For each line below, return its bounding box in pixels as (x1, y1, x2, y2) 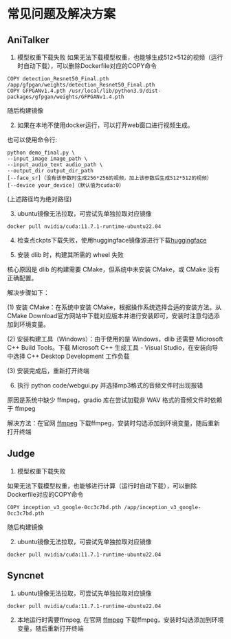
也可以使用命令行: (7, 135, 58, 144)
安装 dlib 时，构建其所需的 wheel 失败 (16, 251, 124, 258)
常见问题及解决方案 (7, 6, 116, 22)
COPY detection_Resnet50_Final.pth (7, 76, 109, 82)
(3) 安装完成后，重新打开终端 (7, 367, 89, 374)
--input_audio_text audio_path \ (7, 161, 103, 168)
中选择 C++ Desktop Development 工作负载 (7, 352, 130, 360)
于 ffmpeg (7, 405, 36, 412)
